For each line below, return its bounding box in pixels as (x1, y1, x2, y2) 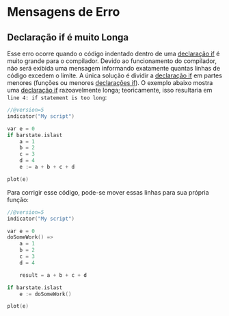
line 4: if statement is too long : (7, 93, 107, 101)
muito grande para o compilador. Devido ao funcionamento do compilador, (7, 57, 217, 65)
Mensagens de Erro (7, 4, 120, 20)
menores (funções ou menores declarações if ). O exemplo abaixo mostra (7, 79, 213, 86)
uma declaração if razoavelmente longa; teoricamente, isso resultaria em (7, 86, 213, 94)
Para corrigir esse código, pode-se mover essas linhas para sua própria (7, 188, 210, 196)
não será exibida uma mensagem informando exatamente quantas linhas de (7, 64, 221, 72)
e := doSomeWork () (19, 291, 72, 297)
